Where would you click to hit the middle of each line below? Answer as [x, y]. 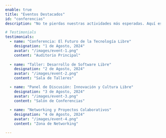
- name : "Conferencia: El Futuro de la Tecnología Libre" [71, 42]
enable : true [19, 10]
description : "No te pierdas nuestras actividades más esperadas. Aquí [80, 23]
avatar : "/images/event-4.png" [46, 119]
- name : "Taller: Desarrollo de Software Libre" [61, 65]
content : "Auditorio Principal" [47, 55]
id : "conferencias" [25, 19]
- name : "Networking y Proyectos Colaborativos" [61, 110]
